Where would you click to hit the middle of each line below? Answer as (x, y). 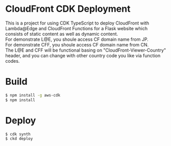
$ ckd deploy (19, 139)
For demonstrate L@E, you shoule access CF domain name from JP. (77, 39)
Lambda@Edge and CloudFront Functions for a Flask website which (77, 28)
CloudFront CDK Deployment (68, 9)
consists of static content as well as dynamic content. (62, 34)
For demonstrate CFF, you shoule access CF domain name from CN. (77, 44)
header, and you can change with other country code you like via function (83, 55)
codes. (13, 61)
